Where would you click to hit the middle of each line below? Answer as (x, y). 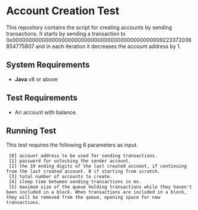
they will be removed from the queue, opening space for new (83, 198)
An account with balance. (46, 112)
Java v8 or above (36, 79)
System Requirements (48, 65)
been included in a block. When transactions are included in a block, (96, 192)
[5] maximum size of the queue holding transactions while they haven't (100, 187)
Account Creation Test (63, 11)
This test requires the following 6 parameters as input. (72, 145)
